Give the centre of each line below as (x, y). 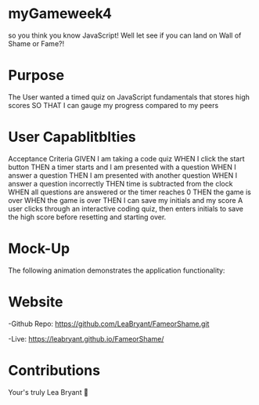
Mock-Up (39, 248)
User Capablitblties (72, 137)
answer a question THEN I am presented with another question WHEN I (122, 175)
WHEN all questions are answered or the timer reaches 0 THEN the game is (130, 192)
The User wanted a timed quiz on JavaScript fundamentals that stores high (129, 97)
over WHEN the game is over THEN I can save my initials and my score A (126, 200)
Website (36, 302)
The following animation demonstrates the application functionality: (117, 270)
